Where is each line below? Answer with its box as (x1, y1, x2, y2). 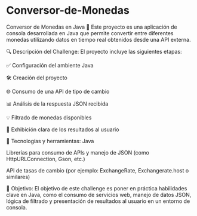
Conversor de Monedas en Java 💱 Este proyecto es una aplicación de (6, 23, 177, 30)
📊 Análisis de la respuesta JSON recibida (6, 100, 109, 107)
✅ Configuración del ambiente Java (6, 61, 94, 69)
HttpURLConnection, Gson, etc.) (6, 155, 85, 162)
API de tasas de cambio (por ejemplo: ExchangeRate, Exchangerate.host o (6, 166, 189, 174)
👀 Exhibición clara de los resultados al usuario (6, 126, 119, 133)
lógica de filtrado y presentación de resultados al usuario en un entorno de (6, 198, 190, 205)
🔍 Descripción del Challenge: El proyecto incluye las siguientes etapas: (6, 48, 182, 55)
